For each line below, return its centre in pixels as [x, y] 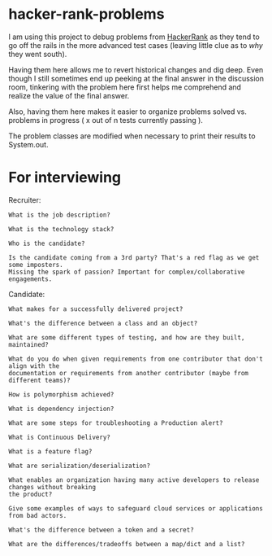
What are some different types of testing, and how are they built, [127, 337]
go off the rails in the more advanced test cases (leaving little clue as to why [136, 45]
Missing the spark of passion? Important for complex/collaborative [127, 272]
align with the [34, 366]
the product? [30, 494]
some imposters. [36, 265]
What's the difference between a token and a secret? [101, 530]
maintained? [28, 344]
